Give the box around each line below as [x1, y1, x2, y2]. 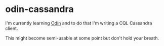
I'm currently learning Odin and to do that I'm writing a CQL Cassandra [5, 20, 152, 26]
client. [5, 25, 18, 31]
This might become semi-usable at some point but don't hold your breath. [5, 35, 159, 41]
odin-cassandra [5, 3, 74, 15]
